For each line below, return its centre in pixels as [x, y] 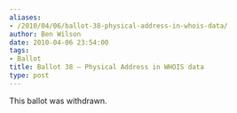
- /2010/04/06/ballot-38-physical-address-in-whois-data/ [118, 26]
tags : [19, 51]
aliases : [25, 17]
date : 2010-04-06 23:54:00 [59, 42]
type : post [29, 76]
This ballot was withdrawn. [59, 101]
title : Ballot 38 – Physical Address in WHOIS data [107, 68]
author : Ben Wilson [45, 34]
